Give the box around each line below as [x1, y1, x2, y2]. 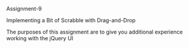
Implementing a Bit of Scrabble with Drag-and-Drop [6, 17, 136, 23]
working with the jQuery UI [6, 35, 74, 41]
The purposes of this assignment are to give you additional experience [6, 28, 184, 35]
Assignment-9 [6, 5, 42, 12]
